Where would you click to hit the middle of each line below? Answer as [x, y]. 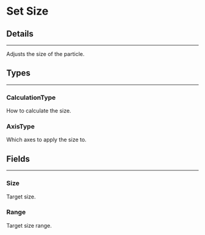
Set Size [27, 11]
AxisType [20, 127]
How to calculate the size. [39, 111]
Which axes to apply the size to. [46, 140]
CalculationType [31, 97]
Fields [18, 159]
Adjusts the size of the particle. [45, 54]
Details [20, 34]
